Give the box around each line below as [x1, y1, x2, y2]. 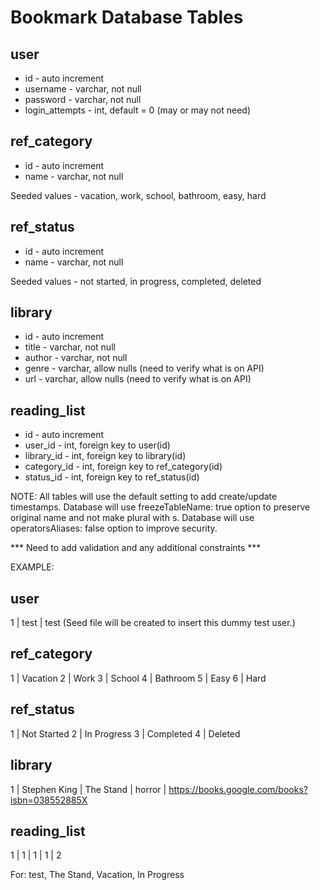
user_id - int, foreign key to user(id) [24, 439, 171, 451]
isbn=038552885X [10, 794, 88, 806]
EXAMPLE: [10, 561, 55, 573]
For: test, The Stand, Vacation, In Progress [10, 869, 185, 881]
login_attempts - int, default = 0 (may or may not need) [24, 104, 251, 116]
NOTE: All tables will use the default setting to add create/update [10, 491, 278, 503]
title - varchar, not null [24, 341, 116, 353]
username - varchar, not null [24, 83, 142, 95]
